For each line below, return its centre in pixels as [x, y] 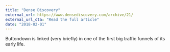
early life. [15, 44]
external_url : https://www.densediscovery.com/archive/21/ [69, 15]
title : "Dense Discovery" [33, 10]
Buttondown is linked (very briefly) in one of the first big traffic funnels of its [85, 39]
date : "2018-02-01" [26, 24]
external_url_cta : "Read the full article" [52, 19]
